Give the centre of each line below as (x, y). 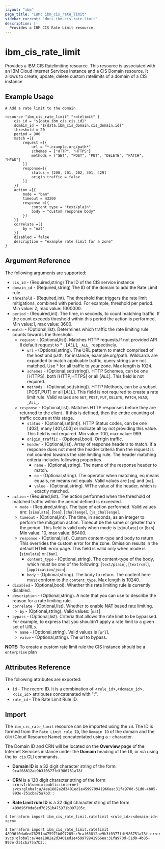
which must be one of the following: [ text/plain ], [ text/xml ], (89, 564)
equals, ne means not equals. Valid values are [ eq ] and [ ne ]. (94, 481)
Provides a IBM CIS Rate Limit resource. (53, 28)
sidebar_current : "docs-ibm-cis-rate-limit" (51, 19)
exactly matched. (52, 491)
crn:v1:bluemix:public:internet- (46, 785)
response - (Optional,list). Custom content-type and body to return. (87, 538)
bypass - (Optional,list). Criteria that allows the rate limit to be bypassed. (85, 616)
